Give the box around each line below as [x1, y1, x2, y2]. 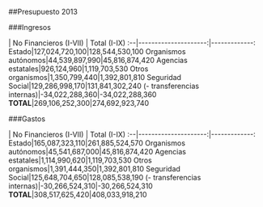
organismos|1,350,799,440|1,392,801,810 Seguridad [8, 73, 182, 82]
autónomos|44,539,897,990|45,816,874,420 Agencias [8, 56, 188, 65]
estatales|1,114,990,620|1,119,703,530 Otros [8, 155, 152, 165]
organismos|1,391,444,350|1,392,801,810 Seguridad [8, 164, 180, 173]
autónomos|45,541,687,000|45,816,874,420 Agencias [8, 147, 186, 156]
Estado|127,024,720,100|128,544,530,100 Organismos [8, 47, 186, 56]
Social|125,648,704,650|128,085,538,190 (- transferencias [8, 173, 201, 182]
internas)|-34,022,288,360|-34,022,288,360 [8, 90, 157, 99]
